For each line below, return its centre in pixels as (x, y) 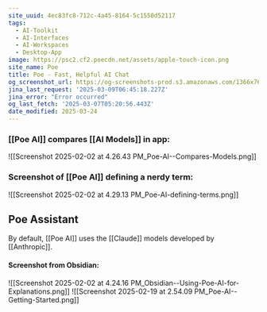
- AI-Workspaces (42, 45)
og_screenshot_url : (41, 82)
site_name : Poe (33, 67)
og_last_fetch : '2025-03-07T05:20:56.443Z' (81, 104)
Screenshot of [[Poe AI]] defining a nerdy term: (101, 177)
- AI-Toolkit (37, 30)
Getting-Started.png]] (44, 299)
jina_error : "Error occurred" (58, 97)
